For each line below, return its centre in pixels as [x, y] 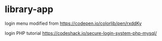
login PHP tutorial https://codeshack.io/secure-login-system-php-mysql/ [81, 33]
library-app [29, 9]
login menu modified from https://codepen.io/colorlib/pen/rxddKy [73, 23]
